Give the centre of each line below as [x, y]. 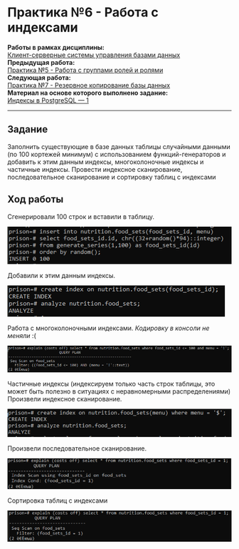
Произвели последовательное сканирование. [77, 448]
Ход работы [36, 199]
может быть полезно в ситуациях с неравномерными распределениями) [119, 391]
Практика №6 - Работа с [83, 12]
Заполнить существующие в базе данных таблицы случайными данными [119, 146]
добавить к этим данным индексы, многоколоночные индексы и [106, 162]
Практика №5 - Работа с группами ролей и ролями [85, 70]
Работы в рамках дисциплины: [56, 47]
